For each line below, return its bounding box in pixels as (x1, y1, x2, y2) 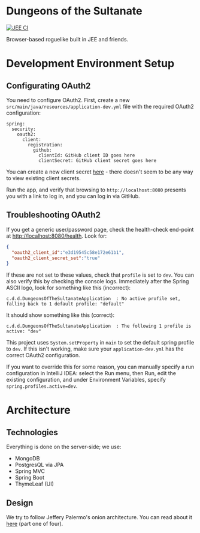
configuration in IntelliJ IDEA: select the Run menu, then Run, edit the (6, 370, 177, 377)
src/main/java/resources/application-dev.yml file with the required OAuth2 (6, 103, 195, 110)
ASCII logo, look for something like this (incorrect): (6, 284, 131, 292)
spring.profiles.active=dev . (6, 382, 78, 390)
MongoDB (14, 455, 40, 462)
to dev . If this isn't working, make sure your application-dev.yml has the (6, 345, 184, 352)
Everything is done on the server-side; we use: (6, 443, 122, 451)
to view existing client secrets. (6, 174, 81, 181)
